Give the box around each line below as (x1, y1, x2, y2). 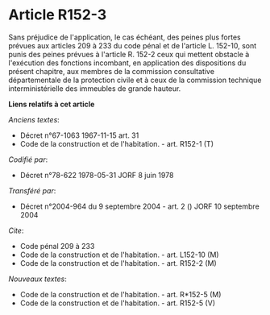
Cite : (8, 226, 24, 235)
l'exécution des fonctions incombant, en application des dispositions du (8, 58, 247, 68)
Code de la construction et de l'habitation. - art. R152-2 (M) (19, 258, 217, 267)
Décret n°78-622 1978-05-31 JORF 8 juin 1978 (19, 170, 174, 180)
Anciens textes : (8, 114, 60, 124)
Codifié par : (8, 155, 48, 164)
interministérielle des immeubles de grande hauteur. (8, 83, 181, 93)
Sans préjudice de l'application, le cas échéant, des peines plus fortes (8, 32, 241, 42)
